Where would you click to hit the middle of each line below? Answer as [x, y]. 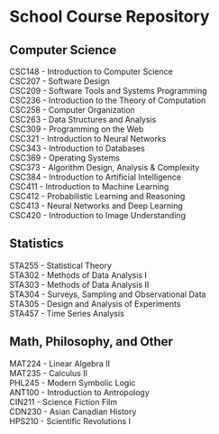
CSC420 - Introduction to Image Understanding [98, 215]
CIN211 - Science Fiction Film [64, 402]
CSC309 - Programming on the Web [77, 129]
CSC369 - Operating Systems [64, 158]
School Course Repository [109, 17]
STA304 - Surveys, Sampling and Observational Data [108, 294]
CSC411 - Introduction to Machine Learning [89, 186]
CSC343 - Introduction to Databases [78, 148]
